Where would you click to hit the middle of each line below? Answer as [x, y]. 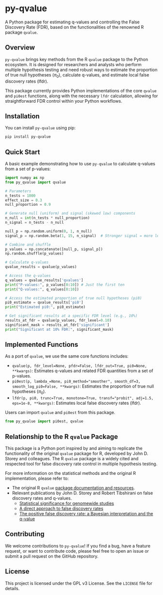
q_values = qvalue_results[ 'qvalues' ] [44, 280]
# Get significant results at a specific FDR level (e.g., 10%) [71, 316]
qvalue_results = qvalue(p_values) [41, 267]
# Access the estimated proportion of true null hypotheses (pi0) [73, 298]
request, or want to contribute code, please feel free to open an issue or [77, 551]
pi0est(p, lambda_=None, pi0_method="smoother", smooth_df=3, [76, 382]
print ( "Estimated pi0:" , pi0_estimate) [45, 307]
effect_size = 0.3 [24, 200]
